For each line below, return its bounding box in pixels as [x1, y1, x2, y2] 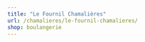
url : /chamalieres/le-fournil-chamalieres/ [7, 17, 139, 24]
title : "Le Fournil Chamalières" [7, 10, 107, 18]
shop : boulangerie [7, 23, 62, 31]
